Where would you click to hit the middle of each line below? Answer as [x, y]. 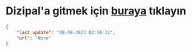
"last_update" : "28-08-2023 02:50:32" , [66, 32]
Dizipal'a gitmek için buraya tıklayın [96, 11]
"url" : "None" [34, 38]
